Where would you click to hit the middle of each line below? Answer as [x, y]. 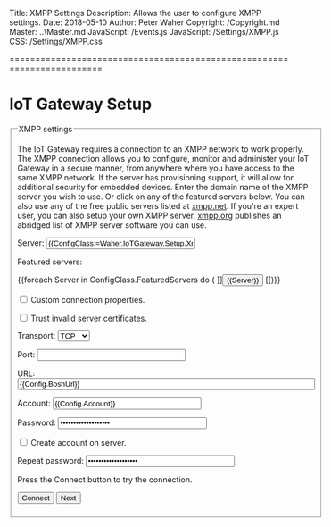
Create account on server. [79, 442]
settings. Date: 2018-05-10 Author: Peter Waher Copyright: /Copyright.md [145, 22]
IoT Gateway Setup [81, 104]
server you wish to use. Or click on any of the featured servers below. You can [161, 197]
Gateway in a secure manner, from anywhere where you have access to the [156, 168]
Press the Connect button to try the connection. [105, 479]
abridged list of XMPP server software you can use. [112, 225]
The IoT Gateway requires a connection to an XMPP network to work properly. [161, 149]
